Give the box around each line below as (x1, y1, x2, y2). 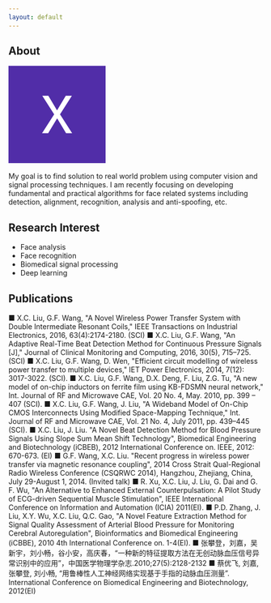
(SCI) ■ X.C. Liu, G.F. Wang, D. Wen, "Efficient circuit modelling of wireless (8, 357, 258, 366)
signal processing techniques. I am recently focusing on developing (8, 180, 234, 190)
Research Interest (8, 220, 100, 234)
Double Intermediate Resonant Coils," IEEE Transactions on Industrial (8, 322, 238, 331)
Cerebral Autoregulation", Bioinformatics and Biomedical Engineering (8, 528, 239, 538)
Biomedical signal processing (19, 259, 119, 269)
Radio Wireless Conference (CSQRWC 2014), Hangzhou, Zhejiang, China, (8, 468, 253, 478)
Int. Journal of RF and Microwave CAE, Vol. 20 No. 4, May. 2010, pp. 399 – (8, 391, 256, 400)
